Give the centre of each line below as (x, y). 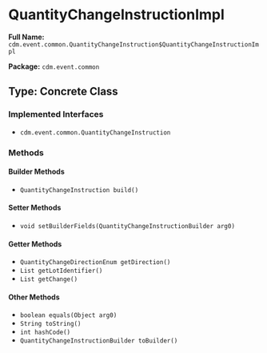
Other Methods (34, 297)
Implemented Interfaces (56, 114)
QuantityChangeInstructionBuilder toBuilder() (99, 341)
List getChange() (49, 279)
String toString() (50, 324)
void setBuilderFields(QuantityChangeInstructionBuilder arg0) (128, 226)
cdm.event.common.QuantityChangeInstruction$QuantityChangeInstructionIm (134, 44)
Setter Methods (35, 208)
